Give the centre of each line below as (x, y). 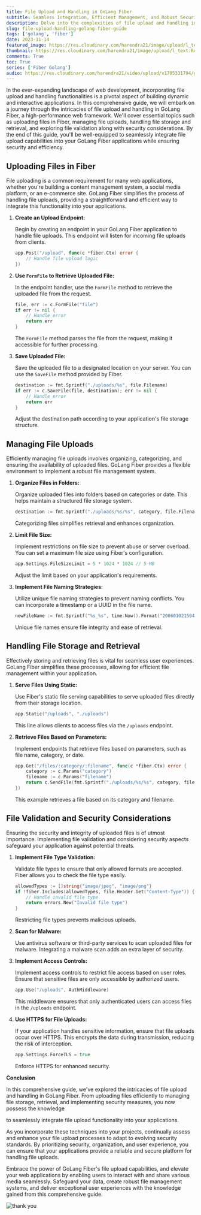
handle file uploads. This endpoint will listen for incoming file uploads (100, 236)
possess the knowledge (36, 1108)
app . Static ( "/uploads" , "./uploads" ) (62, 714)
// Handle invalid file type (62, 897)
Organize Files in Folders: (47, 483)
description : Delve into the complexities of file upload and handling (97, 23)
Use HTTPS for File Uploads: (51, 1019)
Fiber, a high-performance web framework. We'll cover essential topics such (100, 116)
